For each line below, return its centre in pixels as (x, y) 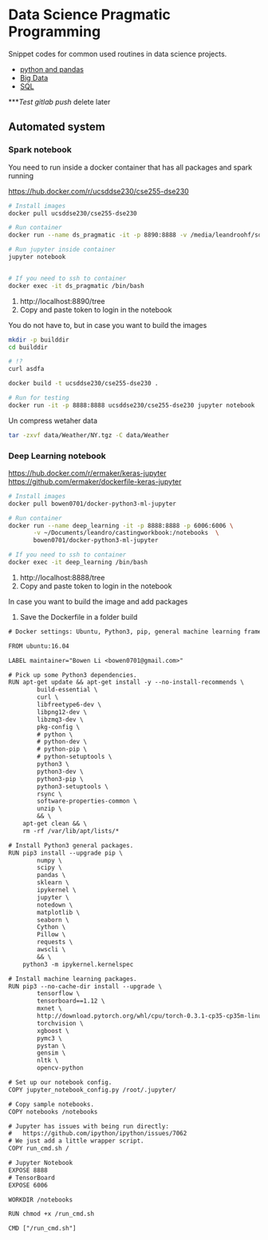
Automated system (57, 127)
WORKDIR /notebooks (41, 1200)
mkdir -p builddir (39, 340)
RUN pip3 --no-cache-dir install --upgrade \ (85, 986)
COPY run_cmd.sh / (39, 1149)
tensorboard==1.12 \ (71, 1001)
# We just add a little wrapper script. (77, 1141)
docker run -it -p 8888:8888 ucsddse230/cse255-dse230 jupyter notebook (132, 405)
